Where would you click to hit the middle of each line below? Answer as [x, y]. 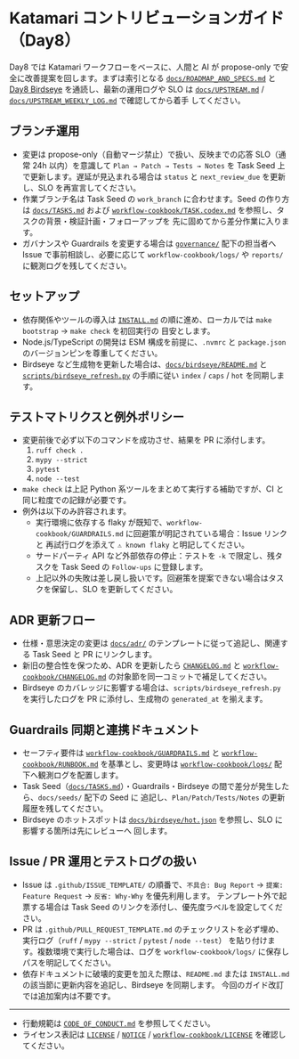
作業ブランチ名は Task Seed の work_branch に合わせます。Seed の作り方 [156, 199]
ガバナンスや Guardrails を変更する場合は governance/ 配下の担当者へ [149, 243]
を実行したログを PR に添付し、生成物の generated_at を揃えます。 [145, 699]
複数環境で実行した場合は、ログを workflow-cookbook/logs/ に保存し [163, 951]
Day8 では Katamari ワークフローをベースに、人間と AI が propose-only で [145, 67]
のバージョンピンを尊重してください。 [92, 353]
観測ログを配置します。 [81, 775]
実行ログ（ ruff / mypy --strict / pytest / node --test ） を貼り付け [145, 940]
